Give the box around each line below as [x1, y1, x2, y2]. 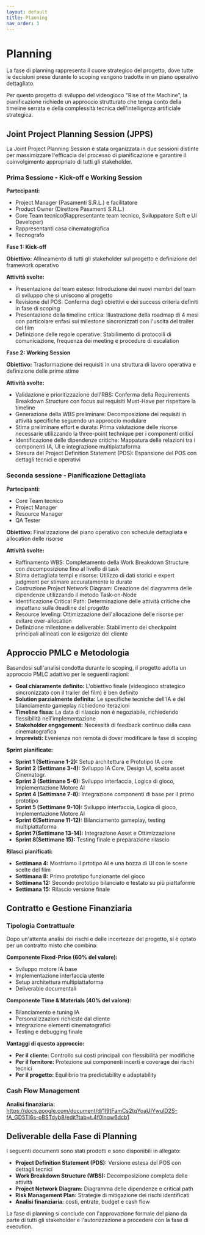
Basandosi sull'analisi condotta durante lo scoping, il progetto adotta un [6, 664, 187, 671]
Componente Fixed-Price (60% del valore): [6, 954, 118, 961]
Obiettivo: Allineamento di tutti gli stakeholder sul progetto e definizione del [6, 255, 197, 263]
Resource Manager [15, 510, 63, 517]
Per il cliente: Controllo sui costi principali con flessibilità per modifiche [15, 1052, 195, 1059]
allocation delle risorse [6, 535, 63, 542]
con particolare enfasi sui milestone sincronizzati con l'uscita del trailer [15, 318, 194, 325]
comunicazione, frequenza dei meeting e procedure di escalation [15, 337, 179, 345]
